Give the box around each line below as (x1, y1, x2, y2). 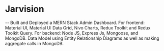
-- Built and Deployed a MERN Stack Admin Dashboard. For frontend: (5, 20, 145, 25)
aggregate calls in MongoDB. (5, 40, 64, 46)
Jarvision (5, 3, 44, 15)
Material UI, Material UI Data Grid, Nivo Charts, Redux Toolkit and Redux (5, 25, 151, 30)
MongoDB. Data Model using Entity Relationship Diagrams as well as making (5, 35, 160, 41)
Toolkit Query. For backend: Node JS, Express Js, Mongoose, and (5, 30, 138, 36)
